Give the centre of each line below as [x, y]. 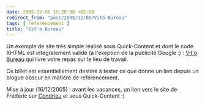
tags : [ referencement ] [38, 23]
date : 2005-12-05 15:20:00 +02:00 [50, 12]
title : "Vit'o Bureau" [35, 29]
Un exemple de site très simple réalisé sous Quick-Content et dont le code [100, 46]
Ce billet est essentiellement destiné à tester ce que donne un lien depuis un [102, 71]
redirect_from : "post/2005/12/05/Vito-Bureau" [67, 18]
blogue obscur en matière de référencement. [63, 78]
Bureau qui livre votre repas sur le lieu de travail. [67, 59]
